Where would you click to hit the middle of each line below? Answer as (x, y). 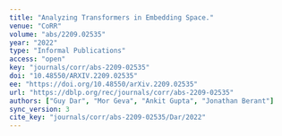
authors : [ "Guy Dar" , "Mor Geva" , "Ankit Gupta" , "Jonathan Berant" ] (142, 101)
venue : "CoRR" (36, 26)
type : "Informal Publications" (68, 51)
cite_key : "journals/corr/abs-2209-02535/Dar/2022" (107, 117)
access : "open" (38, 59)
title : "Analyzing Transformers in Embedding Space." (112, 17)
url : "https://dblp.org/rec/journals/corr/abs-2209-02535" (122, 92)
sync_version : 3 (39, 109)
